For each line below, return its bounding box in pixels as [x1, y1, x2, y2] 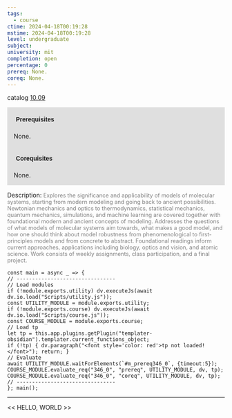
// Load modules [7, 281, 54, 288]
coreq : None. [7, 74, 45, 82]
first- [199, 231, 212, 238]
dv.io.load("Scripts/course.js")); [7, 312, 110, 319]
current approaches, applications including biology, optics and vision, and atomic [7, 244, 219, 252]
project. [7, 257, 28, 264]
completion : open [7, 55, 57, 62]
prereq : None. [7, 68, 48, 75]
